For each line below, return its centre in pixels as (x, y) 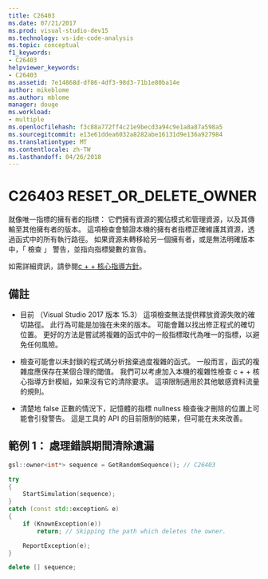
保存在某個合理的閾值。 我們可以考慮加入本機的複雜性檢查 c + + (146, 371)
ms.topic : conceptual (44, 46)
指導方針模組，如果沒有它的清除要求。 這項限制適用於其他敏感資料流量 (143, 381)
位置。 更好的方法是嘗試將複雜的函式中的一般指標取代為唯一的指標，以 (136, 335)
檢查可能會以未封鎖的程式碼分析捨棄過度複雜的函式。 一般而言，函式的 (136, 361)
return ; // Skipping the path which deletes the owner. (132, 531)
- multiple (26, 120)
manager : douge (33, 105)
